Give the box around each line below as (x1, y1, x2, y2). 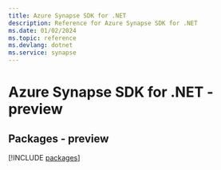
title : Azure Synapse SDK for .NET (8, 11, 127, 20)
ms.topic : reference (8, 34, 77, 42)
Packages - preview (8, 132, 109, 145)
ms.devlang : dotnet (8, 42, 73, 49)
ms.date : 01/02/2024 (8, 26, 77, 34)
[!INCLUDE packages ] (8, 153, 81, 162)
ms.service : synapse (8, 49, 77, 57)
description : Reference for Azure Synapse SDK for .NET (8, 19, 198, 27)
